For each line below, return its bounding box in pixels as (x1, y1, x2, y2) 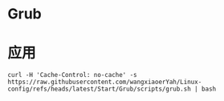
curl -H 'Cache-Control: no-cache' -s (7, 71, 137, 79)
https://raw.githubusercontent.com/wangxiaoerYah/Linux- (7, 78, 202, 87)
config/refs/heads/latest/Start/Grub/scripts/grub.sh (7, 85, 192, 93)
